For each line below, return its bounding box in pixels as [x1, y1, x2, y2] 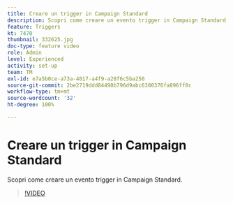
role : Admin [7, 50, 42, 57]
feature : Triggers [7, 23, 61, 30]
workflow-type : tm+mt [7, 88, 70, 95]
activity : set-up [7, 62, 58, 69]
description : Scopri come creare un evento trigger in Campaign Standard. [7, 17, 230, 24]
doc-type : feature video [7, 43, 80, 50]
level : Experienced [7, 56, 64, 63]
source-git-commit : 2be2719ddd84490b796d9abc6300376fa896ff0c [7, 82, 192, 89]
